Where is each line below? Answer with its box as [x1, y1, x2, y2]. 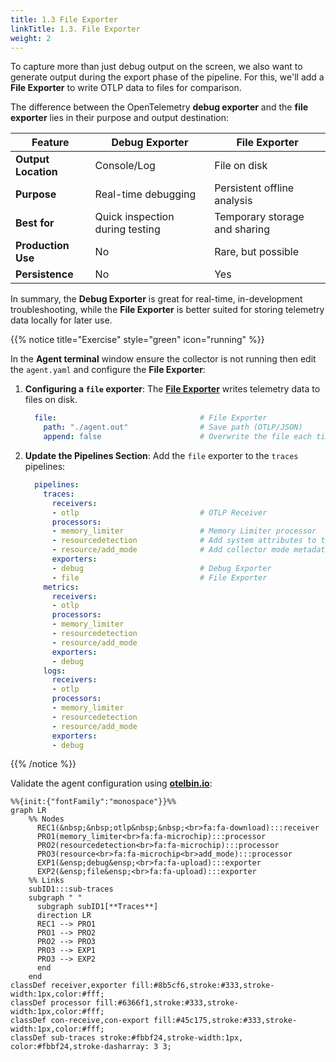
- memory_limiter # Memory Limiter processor [51, 526, 317, 536]
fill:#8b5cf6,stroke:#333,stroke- [131, 981, 275, 991]
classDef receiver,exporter [10, 981, 128, 991]
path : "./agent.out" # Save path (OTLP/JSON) [43, 422, 303, 433]
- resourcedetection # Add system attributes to [51, 536, 317, 546]
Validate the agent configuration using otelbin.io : [10, 777, 213, 790]
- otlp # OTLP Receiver [51, 507, 268, 518]
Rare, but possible [214, 245, 300, 259]
